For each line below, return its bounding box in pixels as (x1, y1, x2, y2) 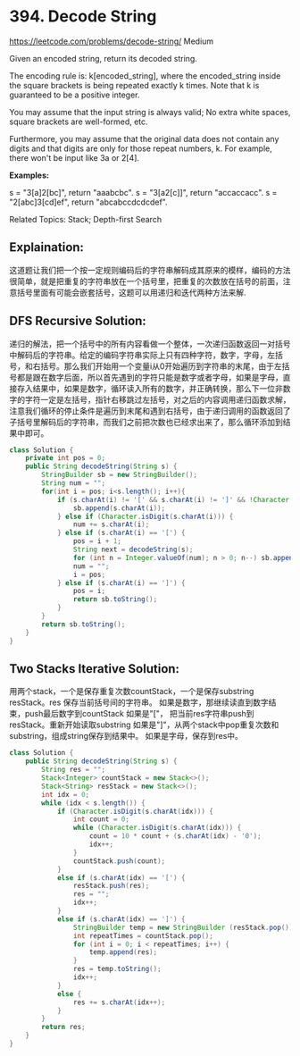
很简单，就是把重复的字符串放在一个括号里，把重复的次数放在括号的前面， (9, 275, 283, 287)
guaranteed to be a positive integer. (9, 89, 140, 100)
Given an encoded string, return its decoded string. (9, 53, 198, 63)
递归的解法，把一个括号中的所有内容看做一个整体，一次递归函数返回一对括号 (9, 338, 291, 349)
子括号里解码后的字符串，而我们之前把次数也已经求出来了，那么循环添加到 (9, 416, 283, 427)
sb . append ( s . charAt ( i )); (72, 503, 166, 513)
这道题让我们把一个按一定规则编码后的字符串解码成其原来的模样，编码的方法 (9, 264, 291, 275)
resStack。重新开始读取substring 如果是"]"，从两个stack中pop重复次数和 (9, 719, 279, 730)
